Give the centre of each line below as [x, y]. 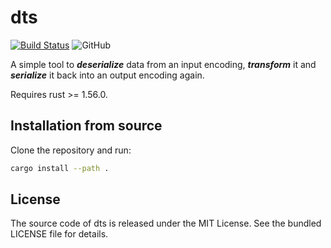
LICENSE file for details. [59, 234]
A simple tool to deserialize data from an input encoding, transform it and [163, 64]
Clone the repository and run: [71, 150]
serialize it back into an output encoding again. [107, 75]
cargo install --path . [60, 168]
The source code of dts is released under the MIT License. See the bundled [166, 223]
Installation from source [86, 126]
